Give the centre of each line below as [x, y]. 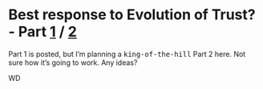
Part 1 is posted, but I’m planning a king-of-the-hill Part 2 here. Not [127, 54]
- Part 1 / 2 [43, 32]
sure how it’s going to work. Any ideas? [73, 63]
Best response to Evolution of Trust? [132, 15]
